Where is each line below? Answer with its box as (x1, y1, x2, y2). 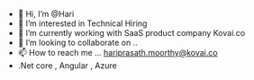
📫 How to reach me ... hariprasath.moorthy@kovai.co (17, 48, 218, 58)
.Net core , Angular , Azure (17, 60, 117, 71)
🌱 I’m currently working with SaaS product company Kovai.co (17, 28, 246, 38)
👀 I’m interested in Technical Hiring (17, 18, 148, 29)
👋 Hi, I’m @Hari (17, 9, 75, 19)
